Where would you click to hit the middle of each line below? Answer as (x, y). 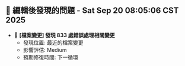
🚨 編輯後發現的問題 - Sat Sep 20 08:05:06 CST (92, 11)
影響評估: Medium (45, 49)
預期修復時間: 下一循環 (50, 57)
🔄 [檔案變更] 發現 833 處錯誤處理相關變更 (64, 35)
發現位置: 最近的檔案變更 (53, 42)
